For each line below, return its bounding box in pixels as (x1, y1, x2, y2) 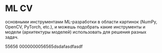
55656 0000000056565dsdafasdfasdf (5, 43, 83, 49)
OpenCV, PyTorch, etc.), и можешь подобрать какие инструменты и (5, 24, 145, 29)
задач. (5, 34, 19, 40)
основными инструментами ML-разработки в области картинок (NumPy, (5, 19, 158, 25)
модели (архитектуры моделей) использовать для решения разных (5, 29, 146, 35)
